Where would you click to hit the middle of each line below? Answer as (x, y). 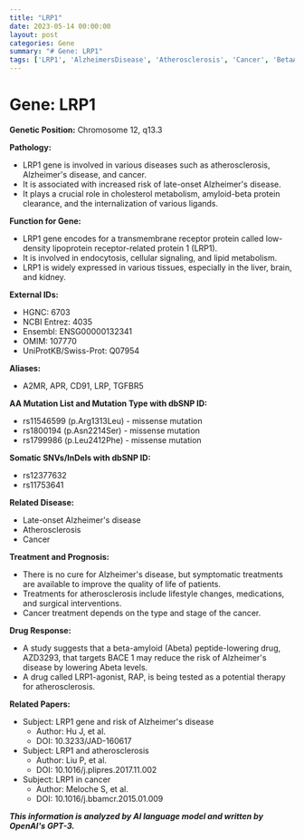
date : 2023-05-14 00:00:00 (60, 26)
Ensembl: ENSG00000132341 (77, 331)
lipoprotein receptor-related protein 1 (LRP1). (135, 248)
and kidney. (44, 276)
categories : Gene (42, 43)
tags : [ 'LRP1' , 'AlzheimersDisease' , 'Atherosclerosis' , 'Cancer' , (139, 60)
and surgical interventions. (72, 603)
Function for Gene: (45, 221)
